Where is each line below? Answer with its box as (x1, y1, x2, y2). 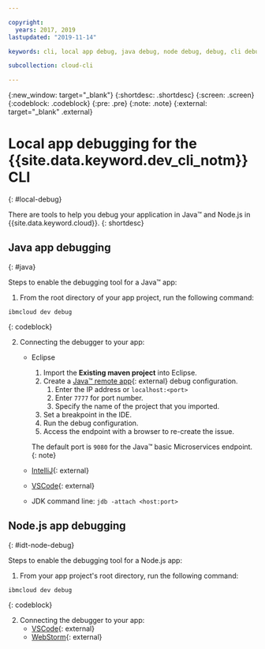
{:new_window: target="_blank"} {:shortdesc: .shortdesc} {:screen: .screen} (8, 90, 255, 100)
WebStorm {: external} (31, 632, 103, 641)
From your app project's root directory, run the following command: (19, 571, 239, 580)
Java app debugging (8, 241, 111, 255)
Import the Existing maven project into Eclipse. (43, 368, 197, 377)
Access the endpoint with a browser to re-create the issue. (43, 426, 235, 436)
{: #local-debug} (8, 194, 62, 204)
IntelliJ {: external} (31, 466, 89, 475)
